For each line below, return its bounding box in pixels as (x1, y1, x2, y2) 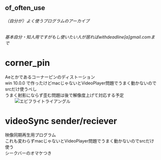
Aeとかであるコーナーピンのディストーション (5, 74, 96, 80)
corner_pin (5, 57, 50, 68)
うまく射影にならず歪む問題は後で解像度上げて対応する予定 (5, 92, 124, 98)
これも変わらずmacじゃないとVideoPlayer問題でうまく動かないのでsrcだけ (5, 138, 154, 144)
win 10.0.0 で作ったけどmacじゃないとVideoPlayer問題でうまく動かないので (5, 80, 157, 86)
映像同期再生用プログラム (5, 132, 56, 138)
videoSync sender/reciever (5, 115, 117, 127)
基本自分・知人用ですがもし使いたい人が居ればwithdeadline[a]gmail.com (5, 34, 151, 40)
